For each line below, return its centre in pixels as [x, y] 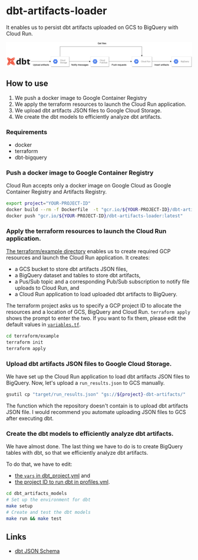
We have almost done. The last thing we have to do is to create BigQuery [95, 446]
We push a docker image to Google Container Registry [81, 98]
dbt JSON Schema [37, 551]
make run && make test [34, 519]
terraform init [25, 342]
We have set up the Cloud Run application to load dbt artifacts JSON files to [98, 377]
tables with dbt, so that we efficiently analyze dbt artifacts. [77, 453]
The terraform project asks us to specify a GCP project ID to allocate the [94, 306]
